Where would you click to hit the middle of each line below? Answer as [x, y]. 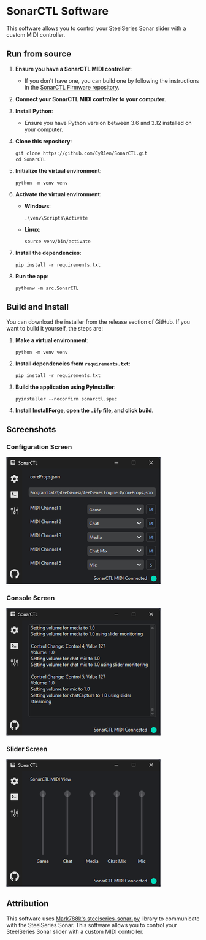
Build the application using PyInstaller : [65, 387]
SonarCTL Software [58, 11]
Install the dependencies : [48, 253]
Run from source [39, 54]
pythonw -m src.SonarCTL [47, 288]
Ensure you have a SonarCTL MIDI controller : [74, 69]
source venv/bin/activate [57, 241]
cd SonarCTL [30, 159]
